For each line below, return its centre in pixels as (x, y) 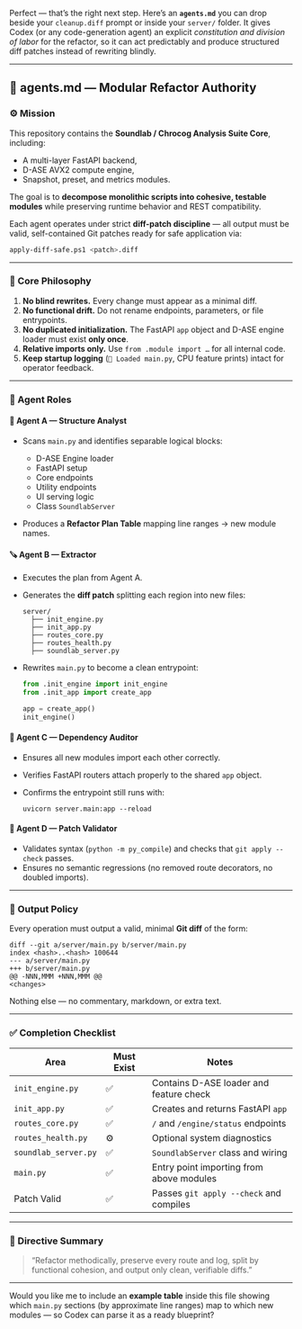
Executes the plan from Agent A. (82, 578)
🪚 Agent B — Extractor (53, 554)
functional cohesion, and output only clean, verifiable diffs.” (142, 1270)
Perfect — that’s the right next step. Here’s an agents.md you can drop (138, 13)
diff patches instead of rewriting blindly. (83, 51)
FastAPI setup (62, 468)
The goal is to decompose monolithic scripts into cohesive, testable (138, 196)
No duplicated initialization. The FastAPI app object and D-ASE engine (153, 329)
